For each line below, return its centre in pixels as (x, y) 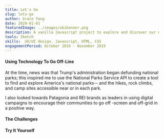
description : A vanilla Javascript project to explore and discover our (81, 32)
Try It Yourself (20, 131)
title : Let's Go (21, 10)
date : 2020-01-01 (23, 23)
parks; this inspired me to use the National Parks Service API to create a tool (82, 78)
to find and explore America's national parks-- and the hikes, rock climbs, (79, 83)
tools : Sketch (20, 37)
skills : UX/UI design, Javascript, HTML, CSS (53, 42)
